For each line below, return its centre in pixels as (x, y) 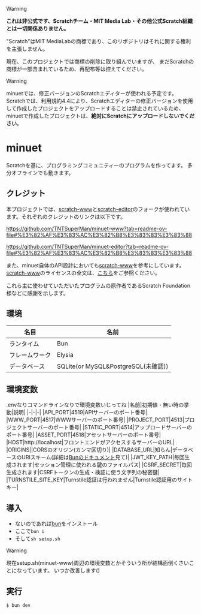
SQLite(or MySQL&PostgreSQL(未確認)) (112, 366)
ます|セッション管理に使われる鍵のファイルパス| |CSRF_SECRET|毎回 (107, 465)
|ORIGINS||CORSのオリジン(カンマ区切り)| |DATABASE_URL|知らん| (89, 450)
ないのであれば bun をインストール (56, 523)
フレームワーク (30, 355)
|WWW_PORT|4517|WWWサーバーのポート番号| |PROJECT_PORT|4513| (95, 420)
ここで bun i (30, 531)
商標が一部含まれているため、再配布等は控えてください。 (77, 69)
